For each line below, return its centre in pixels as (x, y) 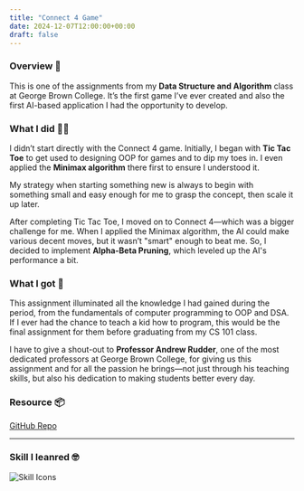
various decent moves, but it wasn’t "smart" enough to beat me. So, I (138, 241)
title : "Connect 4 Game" (56, 18)
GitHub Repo (33, 425)
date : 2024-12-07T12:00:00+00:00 (72, 26)
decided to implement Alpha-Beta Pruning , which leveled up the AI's (138, 250)
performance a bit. (44, 260)
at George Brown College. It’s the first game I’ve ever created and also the (147, 95)
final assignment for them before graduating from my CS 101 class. (133, 332)
